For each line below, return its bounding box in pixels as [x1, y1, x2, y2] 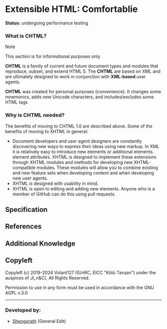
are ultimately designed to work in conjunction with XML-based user [5, 74, 146, 80]
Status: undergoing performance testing [5, 20, 88, 26]
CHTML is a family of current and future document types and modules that [5, 63, 159, 69]
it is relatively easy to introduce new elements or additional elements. [12, 149, 154, 155]
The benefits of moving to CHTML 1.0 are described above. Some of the [5, 123, 153, 129]
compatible [12, 164, 36, 170]
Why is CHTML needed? [5, 112, 65, 119]
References [5, 222, 42, 231]
